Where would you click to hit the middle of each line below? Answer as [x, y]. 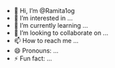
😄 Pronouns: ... [36, 51]
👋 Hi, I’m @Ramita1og [44, 11]
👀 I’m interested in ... [43, 18]
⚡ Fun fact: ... [33, 58]
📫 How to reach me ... [46, 41]
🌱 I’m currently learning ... [51, 25]
